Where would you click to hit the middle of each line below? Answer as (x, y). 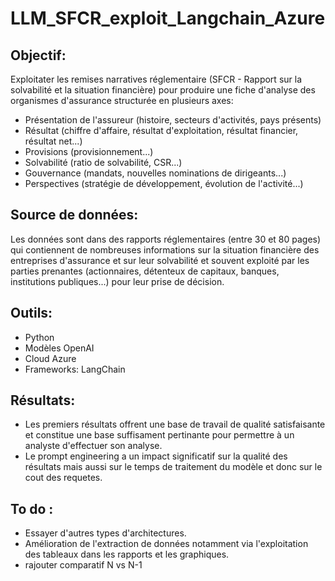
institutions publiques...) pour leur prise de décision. (117, 281)
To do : (32, 508)
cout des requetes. (63, 478)
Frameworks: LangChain (75, 369)
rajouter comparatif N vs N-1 (83, 565)
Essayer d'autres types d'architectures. (105, 533)
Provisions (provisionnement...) (89, 151)
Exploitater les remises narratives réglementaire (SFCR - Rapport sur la (156, 79)
